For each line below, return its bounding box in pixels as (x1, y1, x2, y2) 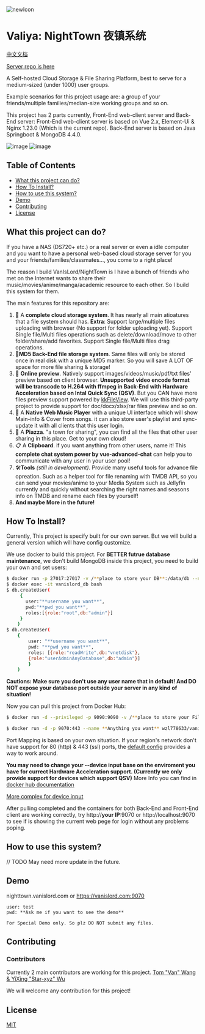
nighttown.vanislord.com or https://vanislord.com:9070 (6, 892, 145, 899)
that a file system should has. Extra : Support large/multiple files (15, 318, 176, 325)
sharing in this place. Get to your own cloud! (15, 434, 126, 442)
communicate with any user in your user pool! (15, 456, 131, 464)
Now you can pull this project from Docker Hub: (6, 702, 126, 710)
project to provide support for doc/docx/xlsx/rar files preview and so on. (15, 402, 197, 409)
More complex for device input (6, 793, 84, 800)
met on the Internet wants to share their (6, 274, 106, 281)
